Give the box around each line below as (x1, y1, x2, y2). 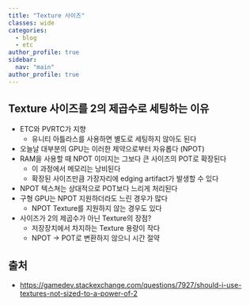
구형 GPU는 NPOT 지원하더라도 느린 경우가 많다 (19, 193, 169, 203)
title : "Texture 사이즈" (8, 11, 85, 20)
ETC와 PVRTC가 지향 (19, 124, 86, 134)
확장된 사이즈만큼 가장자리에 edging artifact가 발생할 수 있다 (31, 174, 219, 183)
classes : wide (8, 19, 55, 27)
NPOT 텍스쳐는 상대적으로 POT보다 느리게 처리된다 (19, 184, 178, 193)
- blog (15, 33, 37, 42)
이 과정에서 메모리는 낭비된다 (31, 164, 121, 174)
